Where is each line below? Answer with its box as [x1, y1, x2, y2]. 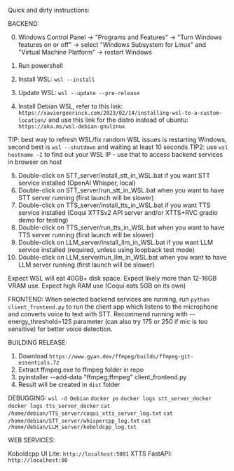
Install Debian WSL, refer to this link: [18, 102, 123, 111]
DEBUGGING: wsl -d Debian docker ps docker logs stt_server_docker [8, 394, 212, 402]
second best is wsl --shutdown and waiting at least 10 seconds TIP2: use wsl [8, 143, 228, 151]
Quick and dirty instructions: [8, 6, 90, 14]
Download [18, 352, 48, 360]
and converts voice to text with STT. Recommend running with [8, 310, 188, 318]
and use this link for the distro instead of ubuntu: [48, 115, 188, 124]
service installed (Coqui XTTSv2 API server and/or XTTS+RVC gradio [18, 209, 218, 216]
